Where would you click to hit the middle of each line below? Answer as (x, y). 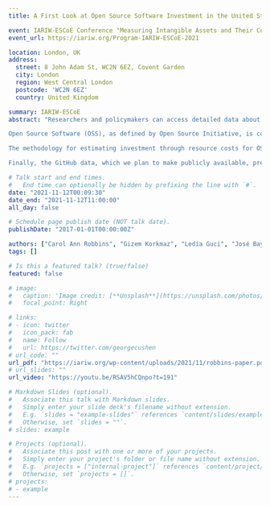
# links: (23, 318)
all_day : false (34, 207)
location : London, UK (45, 52)
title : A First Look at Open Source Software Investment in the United (131, 16)
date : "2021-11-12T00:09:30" (57, 193)
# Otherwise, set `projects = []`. (72, 474)
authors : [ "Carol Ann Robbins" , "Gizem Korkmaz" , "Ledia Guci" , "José (129, 244)
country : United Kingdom (57, 97)
